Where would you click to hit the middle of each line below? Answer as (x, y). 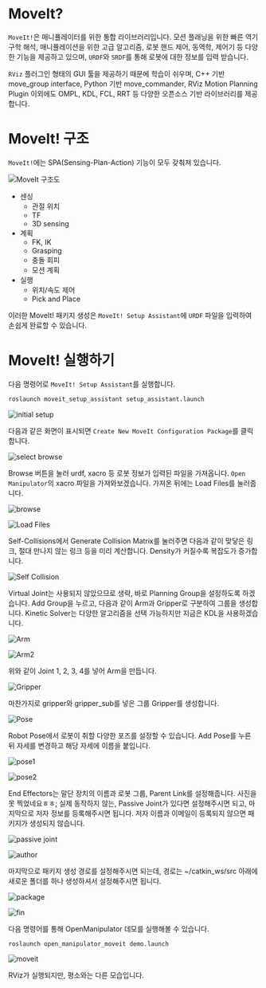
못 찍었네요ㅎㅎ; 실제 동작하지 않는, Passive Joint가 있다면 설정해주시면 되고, (127, 803)
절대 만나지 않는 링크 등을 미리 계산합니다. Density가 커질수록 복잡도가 (128, 551)
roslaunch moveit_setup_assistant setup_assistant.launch (106, 399)
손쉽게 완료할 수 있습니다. (48, 325)
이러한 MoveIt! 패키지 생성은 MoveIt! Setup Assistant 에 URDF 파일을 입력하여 (130, 315)
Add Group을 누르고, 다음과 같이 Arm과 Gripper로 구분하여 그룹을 (134, 603)
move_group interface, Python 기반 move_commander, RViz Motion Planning (133, 84)
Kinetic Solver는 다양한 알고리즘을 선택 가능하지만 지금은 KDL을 (125, 613)
